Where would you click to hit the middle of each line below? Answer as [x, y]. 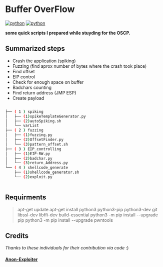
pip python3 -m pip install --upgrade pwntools [65, 220]
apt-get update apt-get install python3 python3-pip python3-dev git [87, 209]
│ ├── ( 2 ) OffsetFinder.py [34, 140]
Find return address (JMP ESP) [44, 93]
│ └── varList [22, 126]
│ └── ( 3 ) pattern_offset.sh [37, 144]
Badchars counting [32, 87]
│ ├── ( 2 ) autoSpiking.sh [33, 121]
